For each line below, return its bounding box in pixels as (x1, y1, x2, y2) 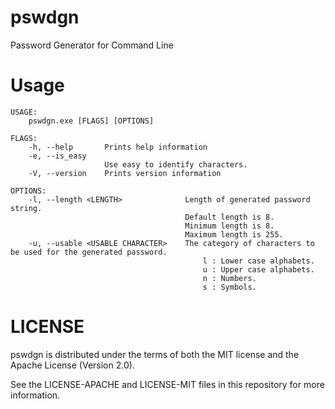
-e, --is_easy (28, 151, 87, 161)
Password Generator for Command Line (10, 39, 174, 51)
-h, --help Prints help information (28, 142, 208, 152)
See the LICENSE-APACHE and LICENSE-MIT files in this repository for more (10, 378, 325, 390)
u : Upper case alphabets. (202, 264, 315, 275)
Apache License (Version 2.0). (10, 359, 135, 371)
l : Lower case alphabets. (202, 256, 315, 266)
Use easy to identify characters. (104, 159, 248, 170)
